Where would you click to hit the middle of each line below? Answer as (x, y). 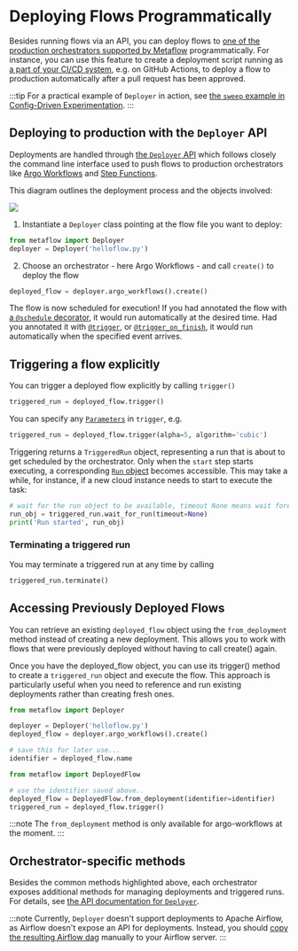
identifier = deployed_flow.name (71, 759)
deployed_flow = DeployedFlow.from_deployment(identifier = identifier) (142, 799)
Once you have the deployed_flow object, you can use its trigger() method (145, 666)
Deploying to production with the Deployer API (138, 133)
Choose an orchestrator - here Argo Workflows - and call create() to (148, 265)
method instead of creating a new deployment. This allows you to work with (148, 639)
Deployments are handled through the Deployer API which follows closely (143, 154)
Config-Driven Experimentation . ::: (72, 105)
